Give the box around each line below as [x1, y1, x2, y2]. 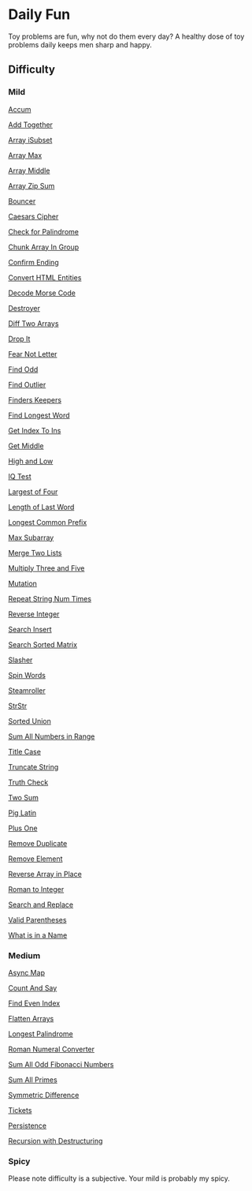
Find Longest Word [8, 410, 70, 420]
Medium [8, 949, 41, 961]
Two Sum [8, 792, 39, 802]
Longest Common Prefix [8, 517, 87, 526]
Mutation [8, 579, 38, 588]
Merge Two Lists [8, 548, 62, 557]
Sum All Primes [8, 1075, 57, 1084]
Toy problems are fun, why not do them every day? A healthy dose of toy [8, 32, 245, 41]
